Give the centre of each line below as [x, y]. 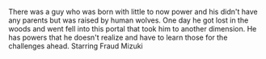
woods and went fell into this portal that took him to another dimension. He [133, 29]
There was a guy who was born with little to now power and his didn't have [133, 12]
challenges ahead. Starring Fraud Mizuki [76, 46]
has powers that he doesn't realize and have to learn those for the [118, 37]
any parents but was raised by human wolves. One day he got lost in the [129, 20]
